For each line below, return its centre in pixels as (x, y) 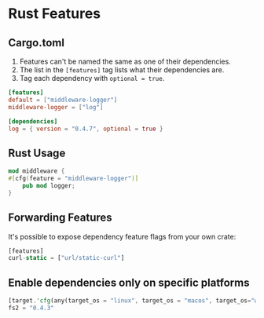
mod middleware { (37, 171)
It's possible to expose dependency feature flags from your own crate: (122, 236)
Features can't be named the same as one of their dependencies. (125, 61)
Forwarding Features (60, 218)
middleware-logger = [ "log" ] (56, 107)
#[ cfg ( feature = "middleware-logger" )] (73, 179)
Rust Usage (37, 153)
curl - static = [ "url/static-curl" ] (66, 258)
